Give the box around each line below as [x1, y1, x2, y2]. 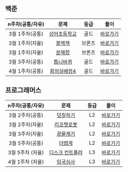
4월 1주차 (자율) [7, 158, 44, 165]
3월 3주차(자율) [8, 130, 44, 137]
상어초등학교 [49, 30, 77, 37]
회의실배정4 [49, 68, 76, 75]
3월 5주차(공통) [8, 140, 44, 147]
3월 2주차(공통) [8, 111, 44, 118]
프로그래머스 [5, 86, 41, 94]
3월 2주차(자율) [8, 121, 44, 128]
